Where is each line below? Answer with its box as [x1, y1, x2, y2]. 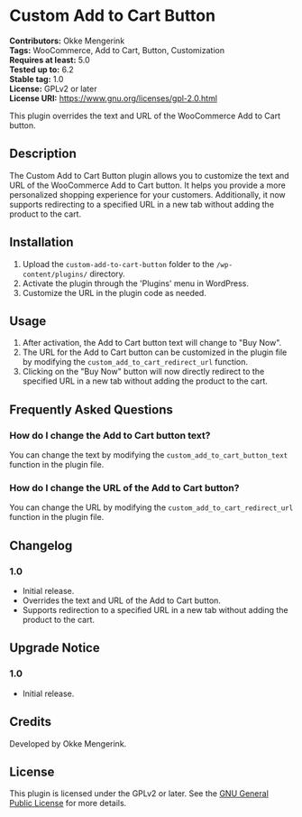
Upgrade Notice [9, 640, 101, 655]
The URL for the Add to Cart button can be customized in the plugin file [22, 347, 288, 357]
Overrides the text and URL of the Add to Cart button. [22, 595, 221, 606]
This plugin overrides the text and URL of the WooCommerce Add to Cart [9, 110, 281, 121]
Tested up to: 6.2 [9, 64, 74, 75]
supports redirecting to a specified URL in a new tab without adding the [9, 199, 275, 209]
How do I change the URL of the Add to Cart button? [9, 481, 240, 494]
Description [9, 146, 77, 162]
